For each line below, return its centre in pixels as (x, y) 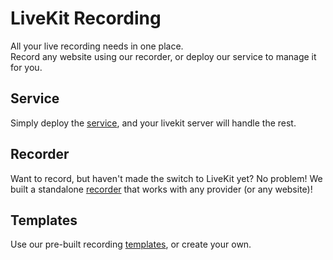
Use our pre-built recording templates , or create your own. (131, 244)
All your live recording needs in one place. (97, 46)
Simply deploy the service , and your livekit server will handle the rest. (153, 123)
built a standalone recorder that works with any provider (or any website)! (161, 189)
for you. (26, 67)
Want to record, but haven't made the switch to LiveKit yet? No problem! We (166, 178)
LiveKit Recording (86, 18)
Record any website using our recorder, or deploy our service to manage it (163, 56)
